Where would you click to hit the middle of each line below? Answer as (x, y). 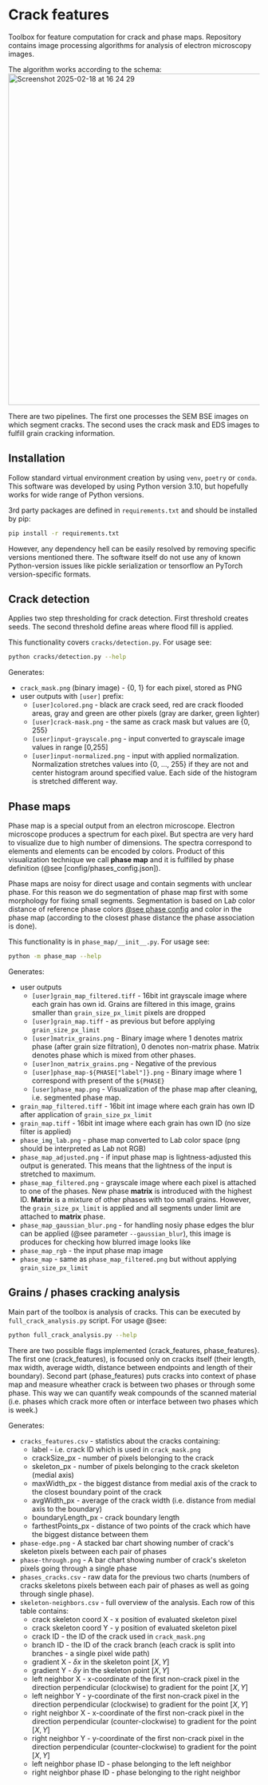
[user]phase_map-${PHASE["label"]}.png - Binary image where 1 (136, 1072)
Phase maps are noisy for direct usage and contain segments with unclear (130, 884)
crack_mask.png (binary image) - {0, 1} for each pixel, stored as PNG (131, 688)
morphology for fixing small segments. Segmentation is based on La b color (132, 900)
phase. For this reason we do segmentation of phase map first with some (128, 892)
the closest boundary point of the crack (97, 1491)
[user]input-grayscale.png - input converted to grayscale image (138, 739)
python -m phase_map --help (55, 956)
